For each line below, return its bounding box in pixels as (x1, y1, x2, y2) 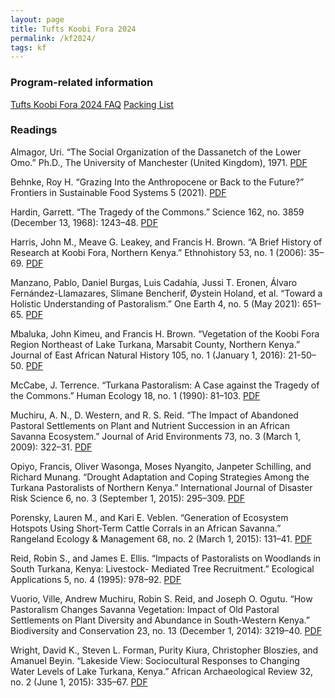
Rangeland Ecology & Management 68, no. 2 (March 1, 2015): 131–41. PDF (10, 532, 313, 545)
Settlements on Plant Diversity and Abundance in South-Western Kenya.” (10, 614, 311, 626)
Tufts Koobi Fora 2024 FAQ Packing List (10, 98, 174, 110)
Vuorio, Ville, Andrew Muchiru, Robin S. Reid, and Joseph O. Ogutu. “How (10, 592, 313, 605)
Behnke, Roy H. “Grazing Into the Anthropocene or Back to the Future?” (10, 176, 305, 188)
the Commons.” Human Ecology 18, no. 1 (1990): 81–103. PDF (10, 389, 261, 401)
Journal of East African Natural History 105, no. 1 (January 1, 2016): (10, 349, 287, 361)
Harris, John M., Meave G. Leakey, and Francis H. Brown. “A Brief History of (10, 236, 323, 248)
